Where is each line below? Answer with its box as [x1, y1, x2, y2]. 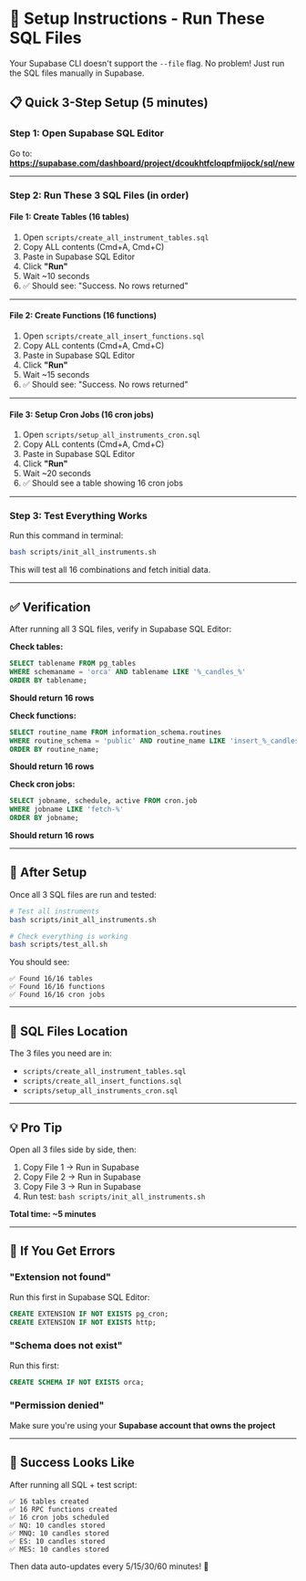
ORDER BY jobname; [9, 814, 79, 823]
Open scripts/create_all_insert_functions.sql [22, 330, 205, 341]
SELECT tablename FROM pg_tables [9, 659, 137, 669]
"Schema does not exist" [9, 1339, 123, 1352]
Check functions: [9, 710, 77, 721]
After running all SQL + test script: [9, 1479, 138, 1490]
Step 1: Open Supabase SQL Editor [9, 127, 164, 140]
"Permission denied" [9, 1399, 105, 1412]
